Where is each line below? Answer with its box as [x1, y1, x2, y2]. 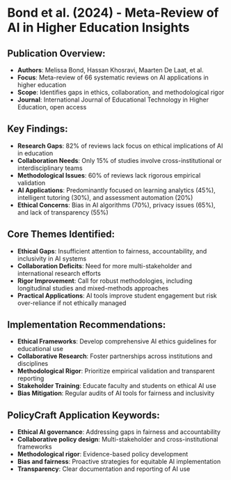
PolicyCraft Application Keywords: [7, 409, 160, 421]
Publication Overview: [7, 47, 106, 59]
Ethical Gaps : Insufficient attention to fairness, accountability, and [17, 247, 207, 255]
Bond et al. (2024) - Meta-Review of [7, 5, 219, 21]
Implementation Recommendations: [7, 319, 166, 331]
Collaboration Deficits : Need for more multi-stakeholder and [17, 261, 193, 270]
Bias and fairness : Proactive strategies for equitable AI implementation [17, 458, 221, 466]
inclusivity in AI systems [17, 254, 87, 263]
